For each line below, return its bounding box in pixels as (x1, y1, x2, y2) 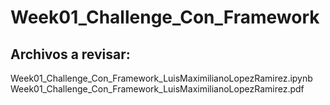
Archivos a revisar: (10, 46, 131, 63)
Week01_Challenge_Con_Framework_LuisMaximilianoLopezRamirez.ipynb (10, 72, 313, 84)
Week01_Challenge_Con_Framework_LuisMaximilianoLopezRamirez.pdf (10, 83, 305, 95)
